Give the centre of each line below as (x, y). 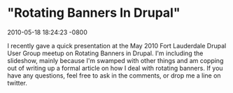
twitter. (17, 83)
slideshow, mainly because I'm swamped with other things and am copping (115, 60)
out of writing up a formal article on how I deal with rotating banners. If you (115, 68)
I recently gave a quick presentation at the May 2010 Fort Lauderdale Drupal (117, 45)
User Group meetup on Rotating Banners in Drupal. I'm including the (105, 53)
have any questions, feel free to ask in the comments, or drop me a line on (114, 76)
